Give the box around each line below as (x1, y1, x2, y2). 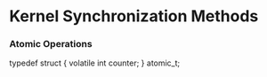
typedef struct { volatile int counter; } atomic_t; (9, 58, 181, 68)
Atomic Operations (9, 38, 93, 50)
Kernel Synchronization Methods (9, 6, 259, 27)
